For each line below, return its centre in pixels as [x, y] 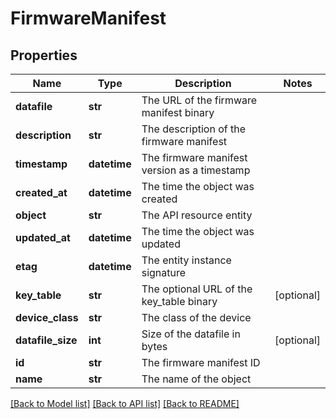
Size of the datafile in [191, 334]
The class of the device [196, 317]
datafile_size [46, 340]
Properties [44, 55]
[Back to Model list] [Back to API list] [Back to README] [125, 403]
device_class [47, 317]
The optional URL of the [197, 289]
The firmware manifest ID [201, 362]
